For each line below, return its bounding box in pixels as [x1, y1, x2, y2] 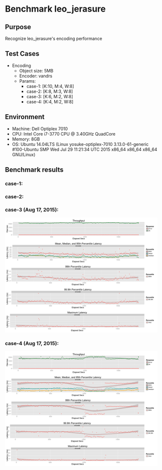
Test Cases [5, 50, 40, 58]
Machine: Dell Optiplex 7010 [12, 125, 68, 132]
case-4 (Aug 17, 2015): [5, 340, 59, 347]
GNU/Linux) [12, 152, 36, 157]
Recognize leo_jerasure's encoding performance [5, 35, 103, 41]
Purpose [5, 23, 31, 31]
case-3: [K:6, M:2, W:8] [26, 93, 74, 99]
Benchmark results [5, 166, 64, 174]
